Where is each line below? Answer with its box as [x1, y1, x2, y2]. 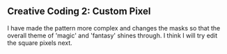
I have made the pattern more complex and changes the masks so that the [7, 24, 221, 32]
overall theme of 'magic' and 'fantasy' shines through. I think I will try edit [7, 31, 218, 39]
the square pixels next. [7, 38, 73, 47]
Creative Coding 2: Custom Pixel [7, 6, 151, 17]
